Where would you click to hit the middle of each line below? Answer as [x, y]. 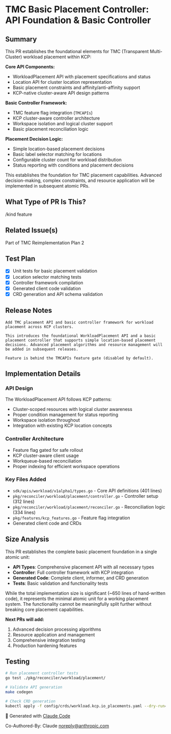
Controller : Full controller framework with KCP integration [73, 572]
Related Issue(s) [32, 230]
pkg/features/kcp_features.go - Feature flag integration [72, 518]
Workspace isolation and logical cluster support [63, 123]
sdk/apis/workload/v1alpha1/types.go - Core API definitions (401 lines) [87, 490]
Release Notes [29, 311]
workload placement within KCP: [57, 57]
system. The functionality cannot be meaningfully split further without [78, 604]
